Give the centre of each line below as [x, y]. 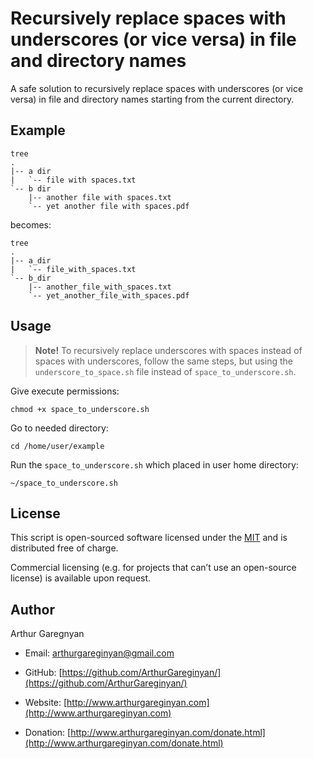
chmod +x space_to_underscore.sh [80, 409]
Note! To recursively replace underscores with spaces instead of [168, 350]
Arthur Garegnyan [47, 634]
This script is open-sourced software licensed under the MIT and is [149, 538]
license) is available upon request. [81, 578]
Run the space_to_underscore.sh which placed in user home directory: [154, 464]
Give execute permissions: [65, 391]
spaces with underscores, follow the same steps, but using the [164, 361]
